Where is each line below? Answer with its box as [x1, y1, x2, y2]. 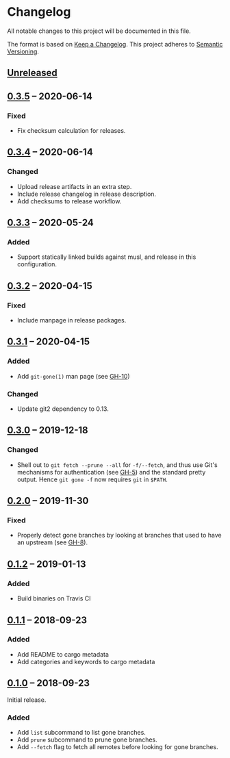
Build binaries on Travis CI [16, 594, 91, 603]
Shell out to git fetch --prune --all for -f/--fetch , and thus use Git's [16, 460, 218, 469]
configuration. [16, 260, 57, 268]
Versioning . [7, 47, 40, 55]
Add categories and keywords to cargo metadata [16, 657, 155, 666]
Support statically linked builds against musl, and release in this [16, 253, 196, 261]
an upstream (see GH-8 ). [16, 538, 88, 546]
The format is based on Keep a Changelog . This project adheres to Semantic [7, 40, 223, 48]
